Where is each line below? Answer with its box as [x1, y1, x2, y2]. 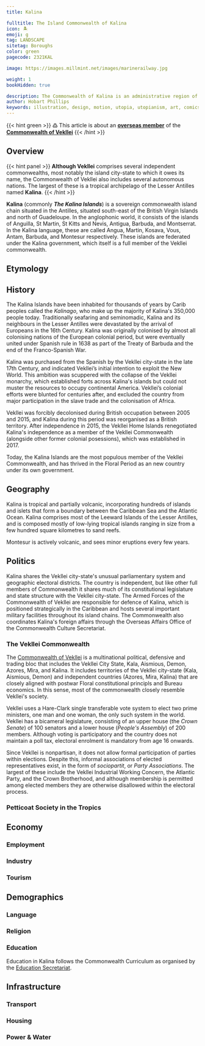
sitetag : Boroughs [6, 43, 53, 49]
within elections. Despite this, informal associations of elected [6, 755, 162, 762]
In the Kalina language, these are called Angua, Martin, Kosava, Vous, [6, 226, 181, 233]
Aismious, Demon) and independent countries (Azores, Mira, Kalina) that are [6, 673, 198, 680]
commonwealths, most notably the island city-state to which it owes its [6, 169, 185, 176]
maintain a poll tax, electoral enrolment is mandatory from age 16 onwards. [6, 737, 194, 744]
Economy [6, 822, 43, 833]
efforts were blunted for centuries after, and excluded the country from [6, 391, 185, 398]
